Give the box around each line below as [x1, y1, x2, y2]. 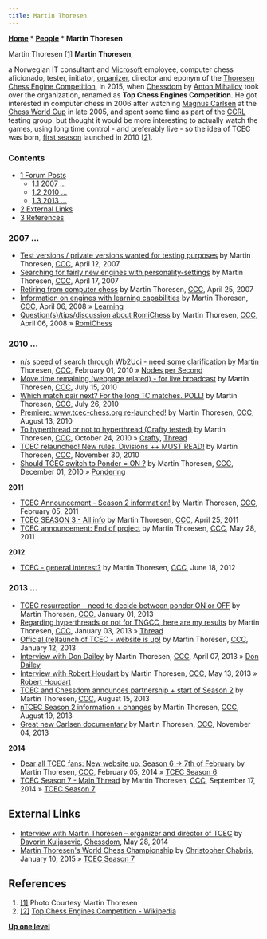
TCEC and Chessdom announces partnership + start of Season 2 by [19, 685, 244, 695]
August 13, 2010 [19, 416, 73, 425]
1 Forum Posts [19, 170, 66, 180]
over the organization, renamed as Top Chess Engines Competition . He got [8, 89, 257, 100]
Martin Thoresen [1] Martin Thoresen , [8, 49, 134, 58]
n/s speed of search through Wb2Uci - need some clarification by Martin [19, 357, 259, 366]
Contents [8, 152, 45, 164]
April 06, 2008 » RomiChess [19, 318, 113, 328]
